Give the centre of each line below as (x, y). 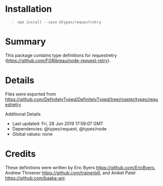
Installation (29, 9)
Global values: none (32, 134)
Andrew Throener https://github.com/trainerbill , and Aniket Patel (70, 173)
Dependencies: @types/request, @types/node (59, 128)
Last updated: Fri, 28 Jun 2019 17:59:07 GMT (58, 124)
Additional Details (23, 114)
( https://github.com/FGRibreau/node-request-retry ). (58, 61)
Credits (20, 154)
